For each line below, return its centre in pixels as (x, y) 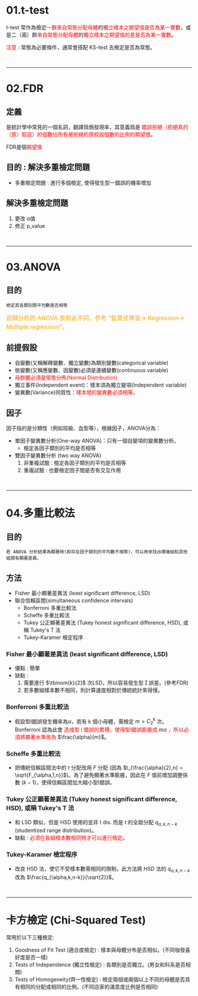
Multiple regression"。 (37, 326)
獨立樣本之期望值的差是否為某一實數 (127, 35)
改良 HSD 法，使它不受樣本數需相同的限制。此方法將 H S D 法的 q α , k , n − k (102, 869)
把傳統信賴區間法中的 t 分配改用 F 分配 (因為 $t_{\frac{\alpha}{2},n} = (99, 768)
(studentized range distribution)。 (56, 831)
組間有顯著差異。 (24, 559)
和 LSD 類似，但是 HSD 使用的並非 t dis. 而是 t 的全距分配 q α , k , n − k (96, 823)
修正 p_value (30, 226)
